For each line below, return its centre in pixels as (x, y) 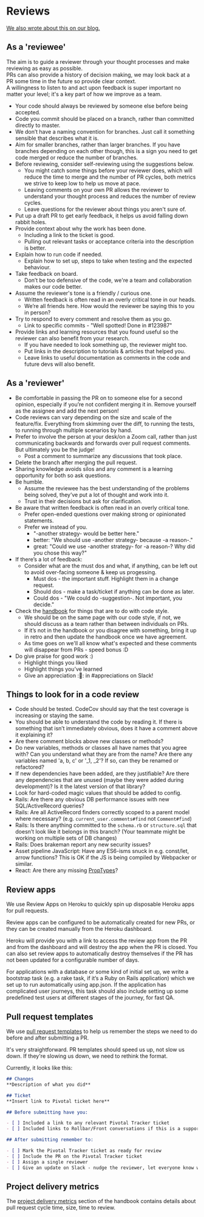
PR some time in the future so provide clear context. (71, 81)
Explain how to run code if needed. (59, 254)
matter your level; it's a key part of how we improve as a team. (84, 94)
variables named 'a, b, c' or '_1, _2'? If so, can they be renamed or (97, 761)
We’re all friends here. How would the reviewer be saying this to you (109, 306)
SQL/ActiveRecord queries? (49, 806)
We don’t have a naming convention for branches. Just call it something (105, 131)
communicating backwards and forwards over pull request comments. (103, 443)
